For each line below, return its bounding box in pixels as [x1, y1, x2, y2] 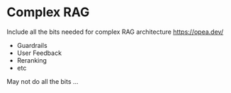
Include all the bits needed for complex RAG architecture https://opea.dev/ [6, 27, 224, 36]
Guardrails [16, 41, 47, 49]
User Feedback [16, 49, 62, 57]
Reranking [16, 56, 47, 64]
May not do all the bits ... [6, 77, 79, 85]
